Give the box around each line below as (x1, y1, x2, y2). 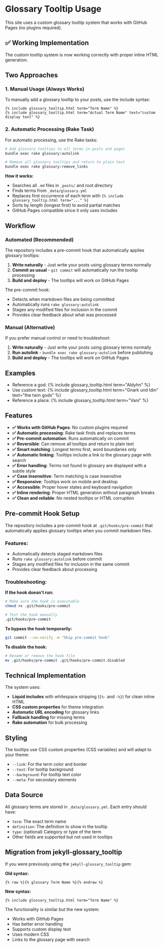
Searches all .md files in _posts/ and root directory (12, 183, 113, 189)
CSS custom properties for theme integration (12, 704, 104, 710)
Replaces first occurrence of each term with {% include (12, 193, 124, 199)
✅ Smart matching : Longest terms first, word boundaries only (12, 446, 137, 452)
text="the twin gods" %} (12, 392, 62, 398)
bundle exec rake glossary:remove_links (5, 164, 89, 169)
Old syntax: (5, 871, 29, 876)
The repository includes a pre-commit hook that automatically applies (5, 247, 145, 253)
